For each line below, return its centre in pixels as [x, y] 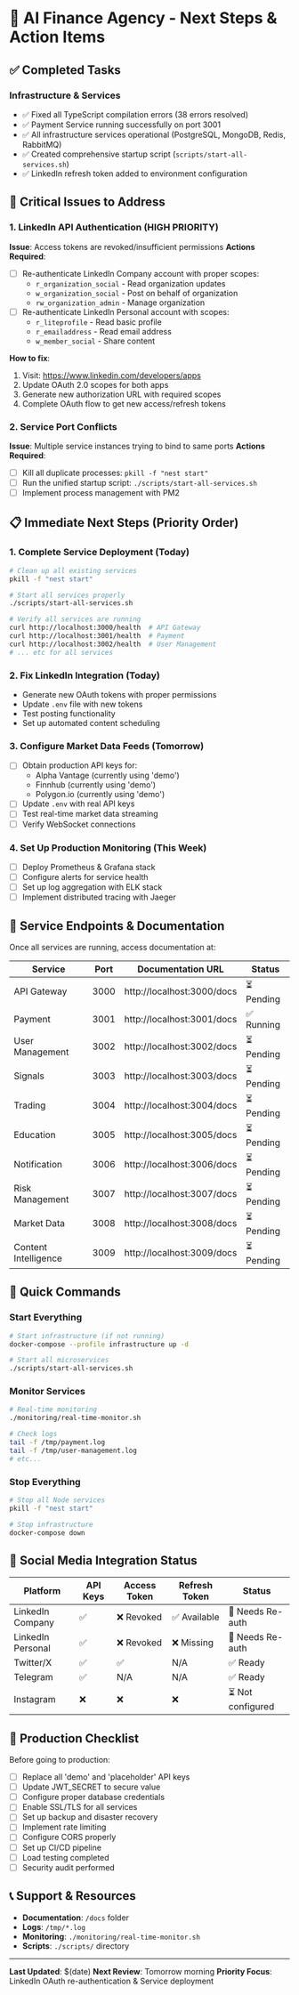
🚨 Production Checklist [74, 1738]
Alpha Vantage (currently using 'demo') [107, 775]
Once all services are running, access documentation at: [113, 947]
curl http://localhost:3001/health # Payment [97, 636]
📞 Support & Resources [73, 1896]
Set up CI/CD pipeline [62, 1847]
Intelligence [38, 1258]
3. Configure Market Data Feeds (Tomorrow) [107, 746]
